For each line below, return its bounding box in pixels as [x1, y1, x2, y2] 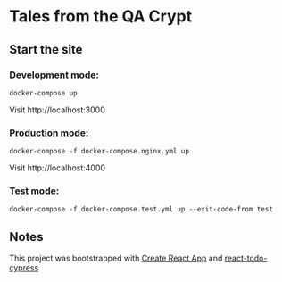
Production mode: [9, 127, 89, 139]
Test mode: [9, 185, 60, 197]
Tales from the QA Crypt [9, 6, 193, 27]
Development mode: [9, 69, 100, 81]
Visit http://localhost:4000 [9, 162, 105, 173]
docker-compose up [9, 88, 78, 97]
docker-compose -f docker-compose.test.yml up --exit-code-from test [9, 205, 274, 214]
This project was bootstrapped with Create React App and [9, 253, 223, 264]
